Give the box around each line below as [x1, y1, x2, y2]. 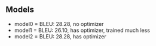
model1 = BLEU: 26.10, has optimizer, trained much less [14, 27, 151, 34]
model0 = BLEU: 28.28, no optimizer [14, 20, 104, 27]
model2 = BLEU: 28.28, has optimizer [14, 32, 106, 40]
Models [5, 5, 34, 15]
